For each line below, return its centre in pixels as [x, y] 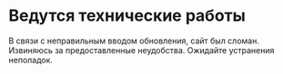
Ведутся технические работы [127, 16]
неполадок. [31, 60]
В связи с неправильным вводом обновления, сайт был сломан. [134, 41]
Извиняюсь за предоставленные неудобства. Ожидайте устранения [141, 50]
